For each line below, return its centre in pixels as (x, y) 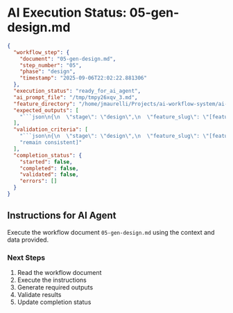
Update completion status (54, 302)
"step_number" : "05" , (51, 65)
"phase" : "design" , (48, 72)
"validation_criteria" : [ (51, 129)
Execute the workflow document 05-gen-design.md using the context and (111, 232)
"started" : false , (46, 162)
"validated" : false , (49, 175)
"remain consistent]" (51, 143)
